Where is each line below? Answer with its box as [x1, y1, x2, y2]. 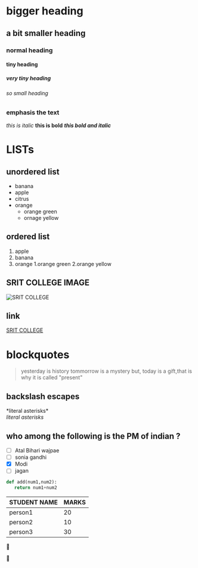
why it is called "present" [20, 374, 83, 381]
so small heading [6, 90, 49, 97]
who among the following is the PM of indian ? [6, 431, 181, 441]
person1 [9, 508, 33, 516]
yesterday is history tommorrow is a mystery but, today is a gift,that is [20, 367, 193, 375]
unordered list [6, 167, 60, 177]
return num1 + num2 [14, 485, 58, 491]
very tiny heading [6, 74, 51, 81]
